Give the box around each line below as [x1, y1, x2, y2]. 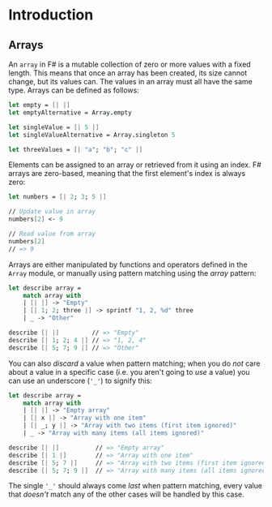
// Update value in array [8, 208, 96, 216]
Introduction [8, 6, 94, 24]
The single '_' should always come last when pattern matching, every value [8, 481, 263, 491]
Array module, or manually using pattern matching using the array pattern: [8, 268, 257, 277]
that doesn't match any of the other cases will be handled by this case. [8, 489, 244, 500]
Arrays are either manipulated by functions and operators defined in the [8, 260, 249, 269]
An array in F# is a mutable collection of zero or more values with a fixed [8, 59, 251, 69]
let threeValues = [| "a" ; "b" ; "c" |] [8, 145, 143, 153]
